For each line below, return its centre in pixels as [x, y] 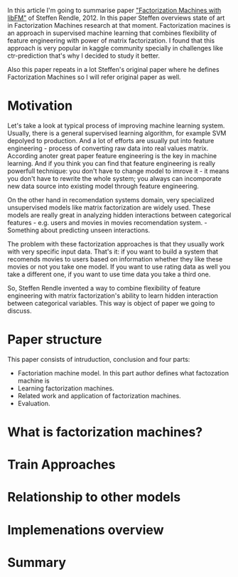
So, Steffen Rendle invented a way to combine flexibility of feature [104, 288]
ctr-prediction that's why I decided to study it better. [83, 56]
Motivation [40, 106]
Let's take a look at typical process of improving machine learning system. [116, 125]
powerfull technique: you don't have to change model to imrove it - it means [118, 171]
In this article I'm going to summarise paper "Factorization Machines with [114, 10]
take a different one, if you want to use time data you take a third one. [109, 274]
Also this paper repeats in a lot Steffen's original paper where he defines [113, 69]
